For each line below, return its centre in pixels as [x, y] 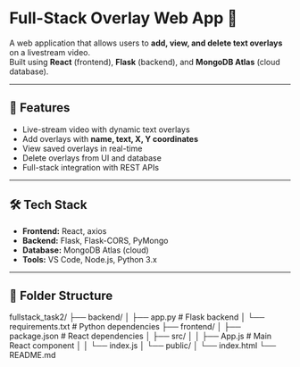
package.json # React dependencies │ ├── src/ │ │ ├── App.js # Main [141, 336]
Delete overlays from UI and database [92, 158]
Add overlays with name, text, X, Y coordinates [110, 138]
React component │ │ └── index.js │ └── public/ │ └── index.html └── [143, 346]
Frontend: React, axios [64, 230]
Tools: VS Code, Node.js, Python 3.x [90, 259]
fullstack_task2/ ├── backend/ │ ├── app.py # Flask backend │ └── [137, 317]
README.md [33, 355]
